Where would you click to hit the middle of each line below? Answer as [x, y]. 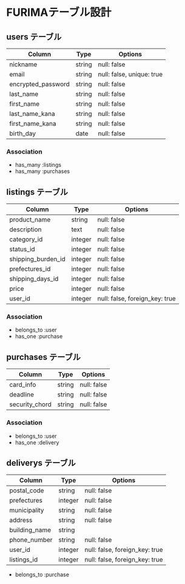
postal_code [27, 491]
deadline [22, 395]
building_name [30, 530]
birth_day [23, 133]
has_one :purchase [39, 336]
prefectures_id [30, 269]
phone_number [31, 540]
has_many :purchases [42, 171]
